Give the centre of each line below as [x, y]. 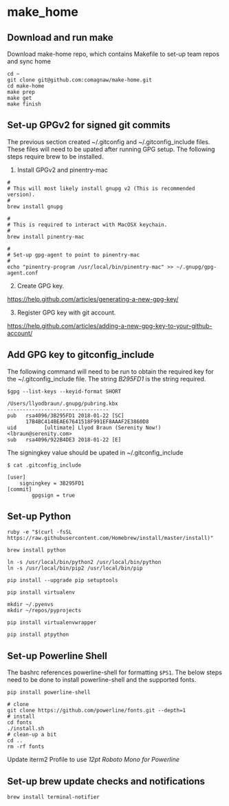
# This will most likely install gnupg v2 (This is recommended [101, 188]
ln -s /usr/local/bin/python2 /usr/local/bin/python [84, 563]
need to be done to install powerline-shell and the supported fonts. [102, 680]
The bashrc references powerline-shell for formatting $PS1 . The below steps [115, 672]
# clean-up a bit [32, 735]
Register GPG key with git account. [66, 312]
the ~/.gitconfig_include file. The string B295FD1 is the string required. [107, 379]
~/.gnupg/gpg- [196, 267]
